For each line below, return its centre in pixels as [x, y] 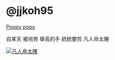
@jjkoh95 [30, 11]
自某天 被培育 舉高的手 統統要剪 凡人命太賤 [57, 38]
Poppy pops [20, 27]
